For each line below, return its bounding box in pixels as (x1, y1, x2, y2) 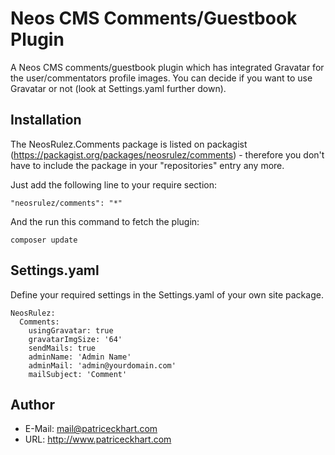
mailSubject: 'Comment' (28, 369, 128, 379)
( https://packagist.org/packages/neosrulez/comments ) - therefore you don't (10, 148, 325, 161)
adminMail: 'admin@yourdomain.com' (28, 360, 177, 371)
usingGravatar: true (28, 325, 114, 336)
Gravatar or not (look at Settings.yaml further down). (10, 82, 227, 94)
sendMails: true (28, 343, 97, 353)
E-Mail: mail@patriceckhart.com (24, 423, 158, 435)
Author (10, 396, 55, 413)
